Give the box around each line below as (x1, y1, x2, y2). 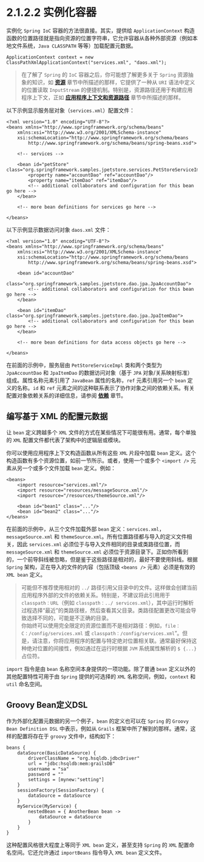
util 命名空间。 (6, 680, 46, 687)
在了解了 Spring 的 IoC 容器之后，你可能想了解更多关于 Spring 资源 (21, 71, 188, 78)
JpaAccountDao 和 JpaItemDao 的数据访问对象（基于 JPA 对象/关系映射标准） (6, 369, 193, 376)
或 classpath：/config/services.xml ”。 (84, 629, 183, 636)
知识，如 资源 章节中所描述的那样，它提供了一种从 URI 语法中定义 (32, 78, 195, 86)
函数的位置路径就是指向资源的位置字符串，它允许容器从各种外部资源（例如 (6, 34, 192, 41)
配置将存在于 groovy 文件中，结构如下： (16, 732, 117, 740)
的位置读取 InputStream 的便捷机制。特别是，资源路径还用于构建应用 (21, 86, 193, 93)
